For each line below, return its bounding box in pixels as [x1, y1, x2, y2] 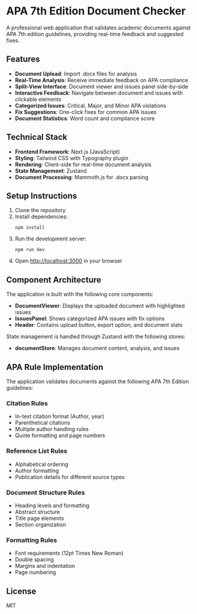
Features [6, 54, 40, 64]
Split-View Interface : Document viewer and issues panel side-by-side [14, 83, 189, 90]
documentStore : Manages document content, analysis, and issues [14, 345, 180, 352]
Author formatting [14, 466, 59, 474]
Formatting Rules [6, 535, 57, 544]
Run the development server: [14, 235, 87, 242]
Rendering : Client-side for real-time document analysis [14, 161, 151, 168]
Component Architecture [6, 275, 102, 285]
